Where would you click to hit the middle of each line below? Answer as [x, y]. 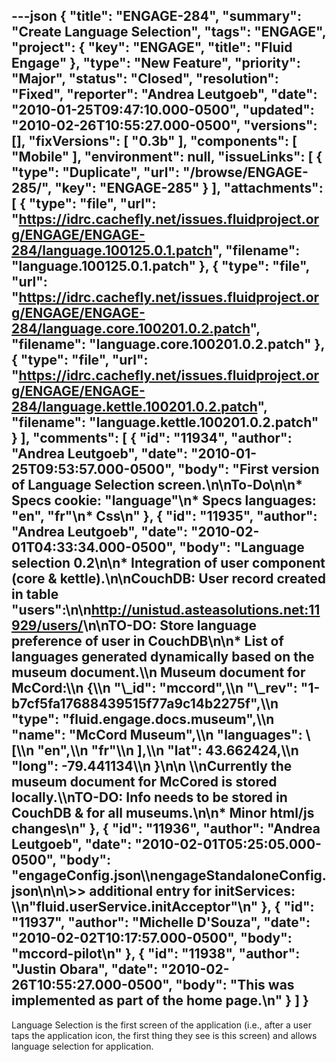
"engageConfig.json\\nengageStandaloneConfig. [169, 875]
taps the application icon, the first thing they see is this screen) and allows [164, 1035]
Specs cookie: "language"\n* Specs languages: [164, 500]
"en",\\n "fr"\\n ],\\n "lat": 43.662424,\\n [168, 750]
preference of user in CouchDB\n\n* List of [147, 641]
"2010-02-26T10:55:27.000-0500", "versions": [164, 125]
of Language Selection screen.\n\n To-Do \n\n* [157, 485]
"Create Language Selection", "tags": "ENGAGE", [169, 32]
